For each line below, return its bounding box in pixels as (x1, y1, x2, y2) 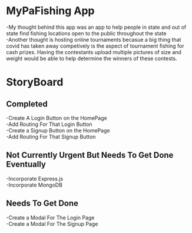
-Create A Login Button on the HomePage (6, 114, 107, 121)
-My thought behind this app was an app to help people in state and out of (6, 24, 187, 31)
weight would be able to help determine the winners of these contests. (6, 55, 178, 62)
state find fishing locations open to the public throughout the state (6, 29, 167, 36)
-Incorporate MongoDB (6, 181, 63, 188)
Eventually (6, 159, 46, 169)
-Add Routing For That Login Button (6, 121, 92, 128)
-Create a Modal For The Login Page (6, 214, 95, 221)
